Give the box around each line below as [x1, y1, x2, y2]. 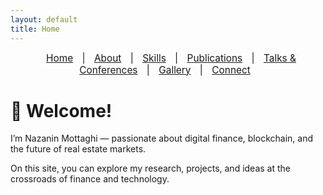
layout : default [10, 14, 78, 25]
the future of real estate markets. [10, 143, 147, 155]
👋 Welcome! [10, 99, 113, 122]
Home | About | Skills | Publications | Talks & [46, 51, 297, 65]
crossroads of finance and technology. [10, 173, 170, 185]
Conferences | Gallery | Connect [79, 63, 251, 76]
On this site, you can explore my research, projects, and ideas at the [10, 162, 291, 175]
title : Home [10, 24, 60, 34]
